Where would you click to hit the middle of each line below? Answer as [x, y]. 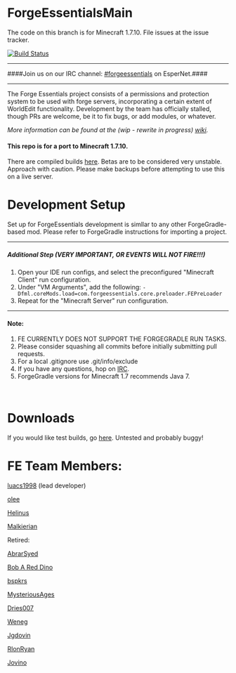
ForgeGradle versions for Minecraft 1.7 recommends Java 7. [104, 377]
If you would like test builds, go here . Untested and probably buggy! [105, 438]
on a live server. [31, 176]
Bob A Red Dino [30, 568]
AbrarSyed [23, 554]
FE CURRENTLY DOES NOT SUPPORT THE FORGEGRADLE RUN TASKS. [122, 339]
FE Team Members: [65, 466]
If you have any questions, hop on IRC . [73, 369]
